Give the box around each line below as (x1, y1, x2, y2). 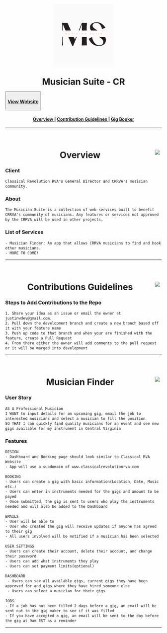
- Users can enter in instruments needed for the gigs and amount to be (5, 489, 159, 494)
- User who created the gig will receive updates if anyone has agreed (5, 524, 157, 529)
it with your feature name (5, 326, 61, 331)
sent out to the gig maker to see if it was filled (5, 608, 114, 613)
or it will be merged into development (5, 346, 88, 351)
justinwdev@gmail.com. (5, 316, 52, 321)
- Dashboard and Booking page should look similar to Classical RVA (5, 454, 150, 459)
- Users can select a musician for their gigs (7, 588, 106, 593)
